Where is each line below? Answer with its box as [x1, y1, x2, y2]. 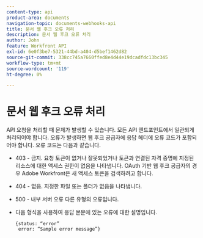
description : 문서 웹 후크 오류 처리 [6, 32, 91, 38]
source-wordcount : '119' [6, 65, 70, 72]
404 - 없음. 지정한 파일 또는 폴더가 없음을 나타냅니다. [15, 182, 142, 190]
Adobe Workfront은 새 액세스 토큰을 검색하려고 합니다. [21, 170, 153, 177]
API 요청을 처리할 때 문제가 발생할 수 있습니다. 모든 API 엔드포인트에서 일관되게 [6, 126, 194, 134]
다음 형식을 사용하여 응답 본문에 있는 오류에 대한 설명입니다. [15, 209, 158, 216]
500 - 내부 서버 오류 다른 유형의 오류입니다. [15, 196, 119, 203]
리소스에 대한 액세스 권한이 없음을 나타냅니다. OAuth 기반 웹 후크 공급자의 [15, 162, 191, 170]
